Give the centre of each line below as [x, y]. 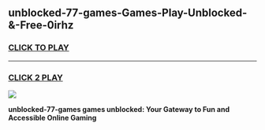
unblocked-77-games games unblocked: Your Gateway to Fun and [119, 109]
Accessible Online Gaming [52, 117]
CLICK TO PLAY [39, 48]
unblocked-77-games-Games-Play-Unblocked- [128, 13]
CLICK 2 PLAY [35, 77]
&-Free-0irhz [41, 26]
